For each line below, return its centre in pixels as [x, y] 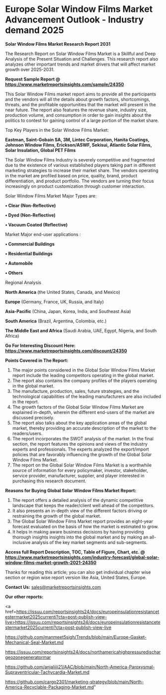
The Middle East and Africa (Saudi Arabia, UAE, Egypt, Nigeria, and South [81, 330]
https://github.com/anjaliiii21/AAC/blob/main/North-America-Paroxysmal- [80, 667]
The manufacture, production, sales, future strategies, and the [76, 391]
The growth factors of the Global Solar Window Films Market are [78, 407]
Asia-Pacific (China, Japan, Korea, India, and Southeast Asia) [68, 311]
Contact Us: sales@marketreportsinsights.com [53, 587]
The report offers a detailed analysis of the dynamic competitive [78, 500]
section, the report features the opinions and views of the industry [80, 444]
